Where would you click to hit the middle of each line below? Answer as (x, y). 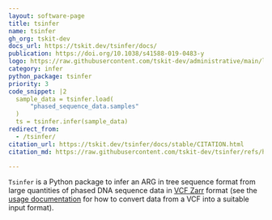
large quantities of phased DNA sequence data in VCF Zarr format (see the (133, 191)
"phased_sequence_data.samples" (84, 106)
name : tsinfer (32, 31)
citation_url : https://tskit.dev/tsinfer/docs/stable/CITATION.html (126, 144)
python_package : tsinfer (50, 76)
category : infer (36, 69)
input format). (31, 208)
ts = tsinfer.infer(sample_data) (72, 122)
